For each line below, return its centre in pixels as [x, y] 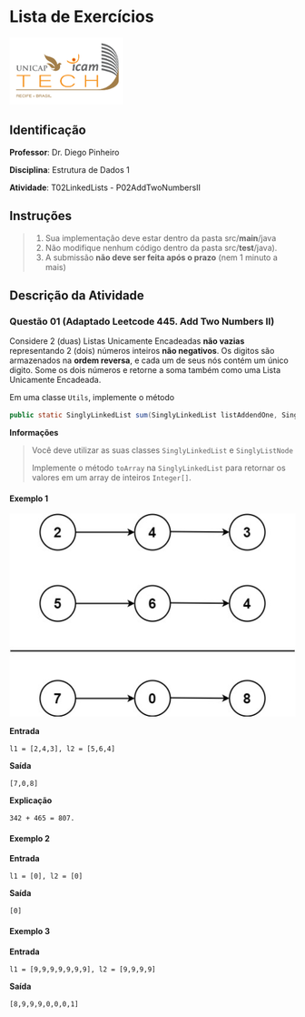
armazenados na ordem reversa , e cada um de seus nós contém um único [149, 360]
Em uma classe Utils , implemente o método [92, 398]
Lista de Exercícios [82, 17]
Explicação [31, 801]
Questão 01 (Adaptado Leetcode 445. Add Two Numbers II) [142, 321]
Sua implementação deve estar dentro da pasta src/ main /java [161, 237]
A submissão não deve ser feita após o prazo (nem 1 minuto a [162, 257]
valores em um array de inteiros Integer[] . [112, 478]
